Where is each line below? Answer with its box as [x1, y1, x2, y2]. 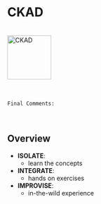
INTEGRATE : [17, 166, 55, 174]
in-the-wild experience [27, 189, 95, 197]
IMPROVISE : [17, 181, 54, 190]
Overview [7, 133, 51, 145]
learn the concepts [27, 159, 83, 167]
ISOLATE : [17, 151, 46, 160]
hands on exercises [27, 174, 85, 182]
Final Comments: [7, 100, 55, 107]
